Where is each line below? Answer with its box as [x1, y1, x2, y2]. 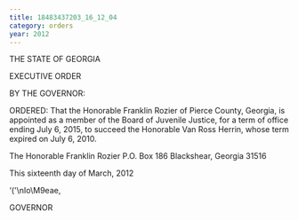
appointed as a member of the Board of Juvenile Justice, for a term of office [9, 114, 289, 125]
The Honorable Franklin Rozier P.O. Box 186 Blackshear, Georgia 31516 [9, 151, 267, 161]
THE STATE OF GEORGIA [9, 54, 101, 65]
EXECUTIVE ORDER [9, 71, 82, 82]
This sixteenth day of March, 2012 [9, 168, 134, 178]
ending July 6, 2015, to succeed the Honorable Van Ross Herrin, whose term [9, 124, 289, 135]
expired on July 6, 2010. [9, 134, 98, 145]
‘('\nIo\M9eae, [9, 185, 61, 196]
